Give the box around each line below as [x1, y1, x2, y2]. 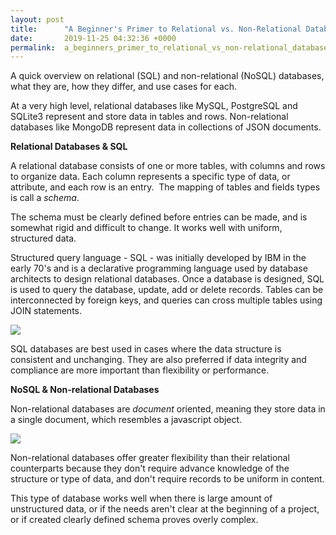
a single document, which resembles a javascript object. [10, 414, 243, 426]
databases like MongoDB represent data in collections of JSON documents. [10, 121, 322, 133]
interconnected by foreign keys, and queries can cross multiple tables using [10, 294, 323, 306]
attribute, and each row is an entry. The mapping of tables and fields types [10, 181, 321, 193]
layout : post [10, 14, 65, 25]
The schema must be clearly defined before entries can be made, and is [10, 211, 308, 223]
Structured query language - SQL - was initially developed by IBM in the [10, 252, 307, 264]
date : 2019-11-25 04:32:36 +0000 [10, 33, 177, 43]
